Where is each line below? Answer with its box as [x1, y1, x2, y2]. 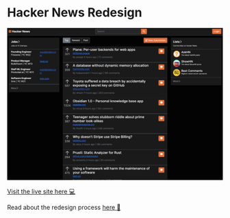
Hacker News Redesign [7, 5, 142, 21]
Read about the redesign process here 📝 [7, 203, 121, 211]
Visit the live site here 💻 [7, 187, 76, 195]
